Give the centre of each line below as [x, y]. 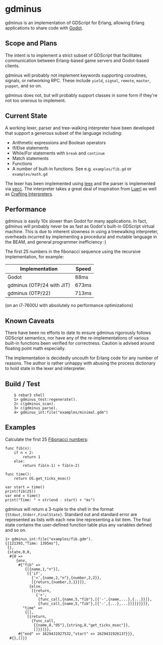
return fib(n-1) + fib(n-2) [51, 465]
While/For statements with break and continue [58, 153]
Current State [26, 116]
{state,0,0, [19, 552]
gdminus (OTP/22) [29, 293]
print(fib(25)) [21, 491]
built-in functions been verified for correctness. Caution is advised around [80, 343]
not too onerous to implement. [35, 100]
